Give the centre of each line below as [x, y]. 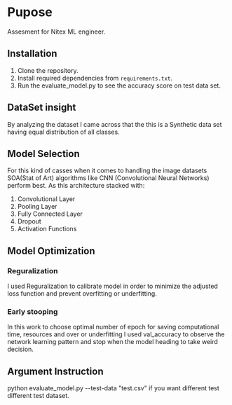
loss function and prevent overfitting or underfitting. [82, 294]
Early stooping [33, 311]
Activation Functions [47, 229]
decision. [20, 349]
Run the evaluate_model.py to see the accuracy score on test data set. [119, 85]
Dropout [29, 221]
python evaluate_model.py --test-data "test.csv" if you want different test [113, 388]
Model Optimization [52, 250]
